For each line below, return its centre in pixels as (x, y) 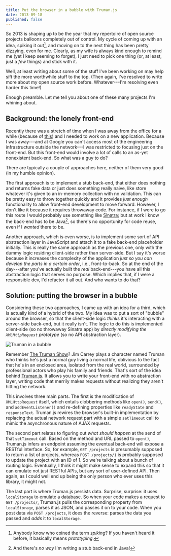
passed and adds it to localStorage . (43, 518)
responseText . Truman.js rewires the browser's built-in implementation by (82, 413)
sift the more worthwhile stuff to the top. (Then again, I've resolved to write (84, 77)
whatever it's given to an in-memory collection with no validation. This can (83, 194)
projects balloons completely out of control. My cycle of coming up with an (84, 39)
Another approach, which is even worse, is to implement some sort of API (82, 237)
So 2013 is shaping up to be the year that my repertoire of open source (80, 34)
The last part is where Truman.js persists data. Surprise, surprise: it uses (82, 492)
